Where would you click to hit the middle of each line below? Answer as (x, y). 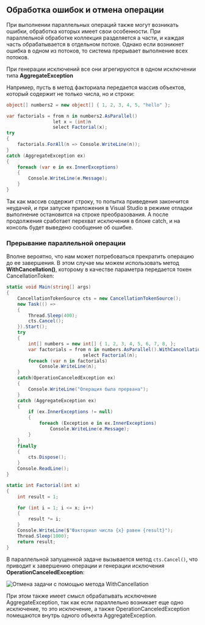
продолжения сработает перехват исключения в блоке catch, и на (93, 221)
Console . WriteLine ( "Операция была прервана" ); (88, 389)
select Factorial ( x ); (80, 128)
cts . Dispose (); (48, 457)
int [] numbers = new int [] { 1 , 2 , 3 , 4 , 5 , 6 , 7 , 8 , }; (102, 344)
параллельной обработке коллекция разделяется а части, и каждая (95, 38)
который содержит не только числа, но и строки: (70, 93)
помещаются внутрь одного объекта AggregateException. (81, 615)
